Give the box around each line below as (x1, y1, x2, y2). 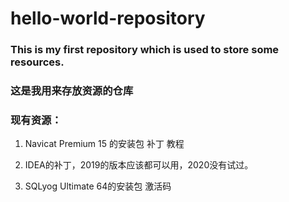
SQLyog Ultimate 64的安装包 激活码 (24, 180, 172, 192)
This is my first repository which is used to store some (10, 43, 280, 57)
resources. (10, 55, 65, 69)
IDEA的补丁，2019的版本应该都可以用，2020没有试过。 (24, 159, 254, 171)
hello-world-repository (10, 7, 206, 30)
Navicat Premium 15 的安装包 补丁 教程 (24, 138, 185, 150)
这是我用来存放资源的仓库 (10, 84, 134, 98)
